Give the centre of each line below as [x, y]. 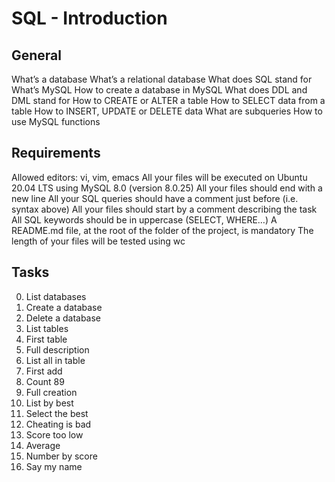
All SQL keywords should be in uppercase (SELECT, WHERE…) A [144, 219]
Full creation [51, 392]
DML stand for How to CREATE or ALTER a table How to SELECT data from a [168, 100]
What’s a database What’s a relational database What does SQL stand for [162, 79]
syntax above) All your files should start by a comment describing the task [164, 209]
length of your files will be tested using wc [98, 241]
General [37, 55]
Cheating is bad [58, 424]
